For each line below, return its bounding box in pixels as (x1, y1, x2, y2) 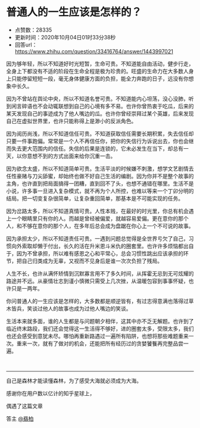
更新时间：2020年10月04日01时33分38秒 (14, 33, 116, 40)
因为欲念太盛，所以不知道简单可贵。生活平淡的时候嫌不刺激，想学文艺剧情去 (6, 165, 194, 172)
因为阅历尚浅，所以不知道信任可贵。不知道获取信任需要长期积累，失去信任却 (6, 130, 194, 137)
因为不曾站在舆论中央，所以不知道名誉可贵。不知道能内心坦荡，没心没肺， (6, 95, 189, 102)
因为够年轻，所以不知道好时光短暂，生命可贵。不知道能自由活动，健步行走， (6, 60, 194, 67)
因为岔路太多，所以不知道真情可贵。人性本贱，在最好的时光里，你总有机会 (6, 207, 189, 214)
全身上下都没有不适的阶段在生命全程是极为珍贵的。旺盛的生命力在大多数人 (6, 67, 189, 74)
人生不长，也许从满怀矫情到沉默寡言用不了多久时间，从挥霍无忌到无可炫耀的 (6, 270, 194, 277)
